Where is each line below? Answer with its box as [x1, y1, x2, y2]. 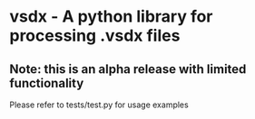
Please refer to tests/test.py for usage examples [9, 99, 189, 110]
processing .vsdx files [9, 25, 181, 46]
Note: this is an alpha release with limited [9, 61, 247, 77]
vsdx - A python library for [9, 6, 213, 27]
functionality [9, 75, 84, 91]
